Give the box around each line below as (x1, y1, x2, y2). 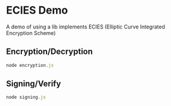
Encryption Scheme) (6, 29, 56, 36)
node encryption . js (6, 62, 54, 68)
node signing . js (6, 94, 46, 101)
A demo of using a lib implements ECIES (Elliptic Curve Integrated (6, 23, 165, 30)
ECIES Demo (6, 4, 68, 17)
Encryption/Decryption (6, 47, 93, 57)
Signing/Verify (6, 79, 61, 89)
